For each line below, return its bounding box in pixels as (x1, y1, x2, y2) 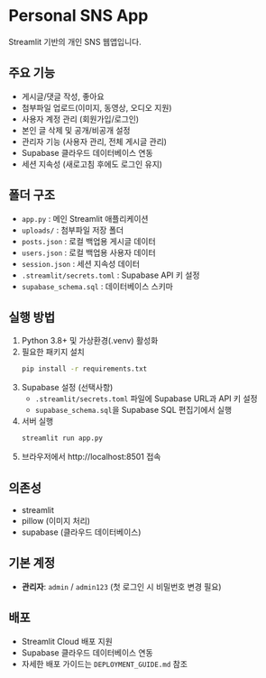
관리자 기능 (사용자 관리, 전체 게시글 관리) (21, 136, 168, 147)
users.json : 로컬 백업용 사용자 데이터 (21, 247, 156, 258)
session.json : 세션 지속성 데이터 (21, 258, 141, 269)
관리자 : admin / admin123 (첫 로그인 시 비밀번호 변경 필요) (21, 581, 222, 591)
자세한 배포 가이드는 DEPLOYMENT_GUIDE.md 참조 (21, 658, 188, 669)
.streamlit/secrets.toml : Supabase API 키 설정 (21, 270, 200, 280)
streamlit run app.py (21, 434, 103, 443)
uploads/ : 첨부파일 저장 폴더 (21, 224, 124, 235)
